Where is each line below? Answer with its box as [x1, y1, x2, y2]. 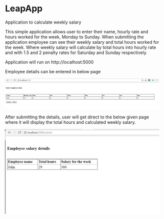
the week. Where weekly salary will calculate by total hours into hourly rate [5, 44, 157, 50]
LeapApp [5, 3, 43, 14]
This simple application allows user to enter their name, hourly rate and [5, 28, 148, 34]
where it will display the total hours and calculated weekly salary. [5, 119, 136, 125]
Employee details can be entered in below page [5, 68, 101, 74]
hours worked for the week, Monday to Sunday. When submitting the [5, 34, 144, 40]
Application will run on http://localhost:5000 [5, 59, 94, 65]
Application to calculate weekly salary [5, 19, 82, 25]
